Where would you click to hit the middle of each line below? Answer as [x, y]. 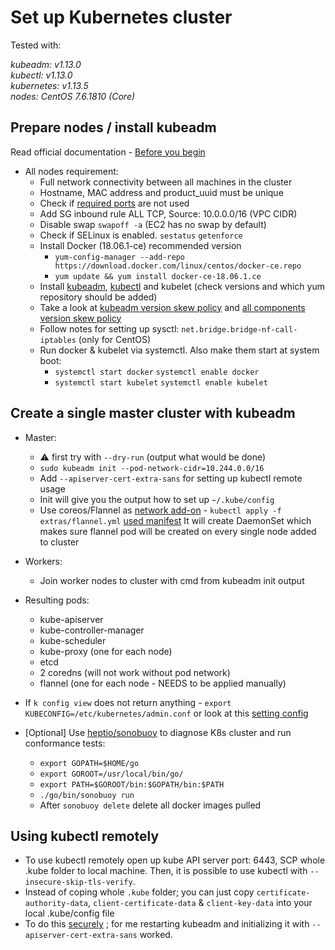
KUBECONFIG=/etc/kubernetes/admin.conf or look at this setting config [166, 713]
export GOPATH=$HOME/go [89, 763]
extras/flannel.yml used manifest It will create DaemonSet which [175, 520]
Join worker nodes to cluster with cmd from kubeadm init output [172, 580]
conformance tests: [65, 743]
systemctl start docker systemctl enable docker [157, 372]
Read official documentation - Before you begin [108, 152]
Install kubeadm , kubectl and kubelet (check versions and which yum [182, 286]
